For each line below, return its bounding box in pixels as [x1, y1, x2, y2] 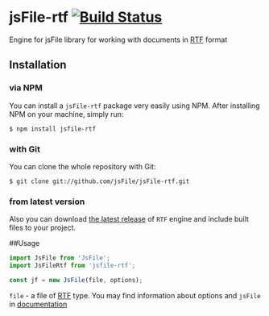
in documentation [9, 299, 68, 309]
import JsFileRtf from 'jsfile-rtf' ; [9, 262, 136, 270]
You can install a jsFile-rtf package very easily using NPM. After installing [9, 101, 260, 110]
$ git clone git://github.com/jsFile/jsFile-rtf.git [9, 177, 190, 185]
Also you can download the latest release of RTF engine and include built [9, 214, 249, 224]
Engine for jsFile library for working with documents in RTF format [9, 35, 228, 44]
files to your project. [9, 222, 76, 233]
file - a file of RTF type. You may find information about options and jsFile [9, 290, 261, 300]
